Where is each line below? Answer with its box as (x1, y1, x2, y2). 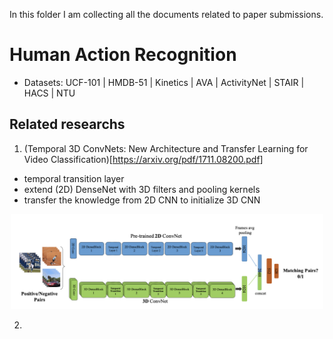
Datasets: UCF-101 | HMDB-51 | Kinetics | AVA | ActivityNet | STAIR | (23, 76, 305, 88)
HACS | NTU (23, 87, 76, 99)
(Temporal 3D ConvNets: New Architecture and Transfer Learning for (23, 142, 309, 154)
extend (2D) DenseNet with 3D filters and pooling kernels (23, 183, 261, 195)
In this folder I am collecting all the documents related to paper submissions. (9, 9, 324, 20)
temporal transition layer (23, 172, 125, 184)
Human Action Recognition (9, 44, 237, 66)
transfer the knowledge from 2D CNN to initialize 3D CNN (23, 194, 261, 206)
